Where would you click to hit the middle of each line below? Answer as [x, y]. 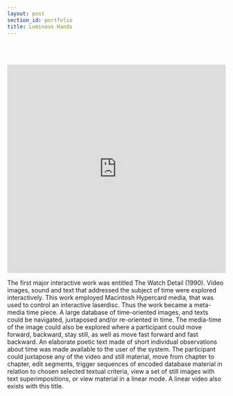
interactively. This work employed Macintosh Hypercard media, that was [110, 298]
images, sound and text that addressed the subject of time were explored [112, 290]
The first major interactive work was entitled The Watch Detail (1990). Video [115, 283]
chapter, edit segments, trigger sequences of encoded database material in [115, 364]
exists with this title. [35, 386]
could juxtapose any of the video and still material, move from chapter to [111, 357]
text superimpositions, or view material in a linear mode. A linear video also [114, 379]
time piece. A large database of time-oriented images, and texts [118, 313]
